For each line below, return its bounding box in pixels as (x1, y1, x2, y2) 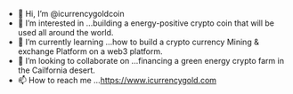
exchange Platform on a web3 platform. (17, 46, 163, 57)
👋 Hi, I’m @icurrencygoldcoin (17, 9, 125, 19)
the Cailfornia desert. (17, 65, 96, 75)
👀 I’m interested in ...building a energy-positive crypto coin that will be (17, 18, 274, 28)
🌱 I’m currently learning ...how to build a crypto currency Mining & (17, 36, 260, 47)
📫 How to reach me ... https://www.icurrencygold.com (17, 75, 216, 85)
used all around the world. (17, 27, 114, 37)
